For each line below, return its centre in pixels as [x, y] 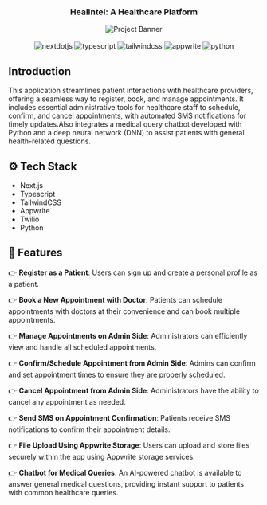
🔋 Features [35, 253]
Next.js [31, 185]
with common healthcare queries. [63, 492]
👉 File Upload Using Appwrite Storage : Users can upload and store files [129, 445]
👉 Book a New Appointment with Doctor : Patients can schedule [116, 299]
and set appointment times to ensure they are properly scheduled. [117, 374]
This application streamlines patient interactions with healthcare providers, [131, 91]
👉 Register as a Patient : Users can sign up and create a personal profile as [133, 272]
